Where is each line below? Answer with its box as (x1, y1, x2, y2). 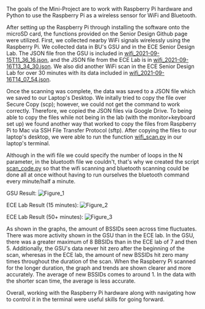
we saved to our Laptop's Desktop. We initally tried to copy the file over (6, 94, 187, 101)
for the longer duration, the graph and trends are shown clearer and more (6, 264, 192, 272)
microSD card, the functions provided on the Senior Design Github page (6, 30, 188, 37)
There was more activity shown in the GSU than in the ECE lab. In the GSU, (6, 232, 195, 238)
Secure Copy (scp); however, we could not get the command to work (6, 101, 181, 108)
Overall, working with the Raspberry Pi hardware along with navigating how (6, 289, 196, 296)
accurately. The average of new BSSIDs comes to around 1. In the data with (6, 271, 196, 278)
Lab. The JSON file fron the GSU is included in (6, 50, 124, 57)
